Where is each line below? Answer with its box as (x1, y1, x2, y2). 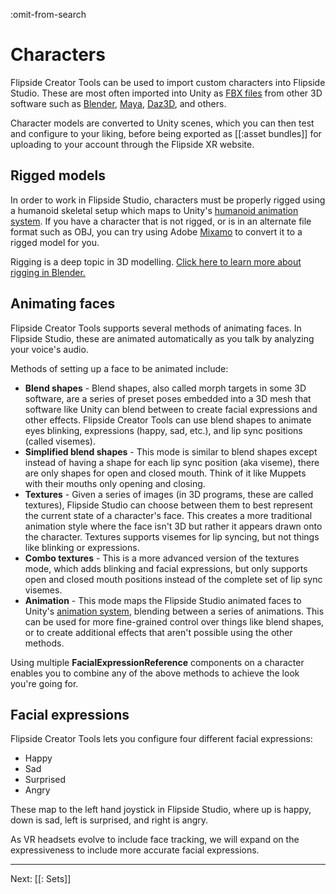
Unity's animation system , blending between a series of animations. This (24, 605, 325, 617)
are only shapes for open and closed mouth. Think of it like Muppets (24, 467, 307, 479)
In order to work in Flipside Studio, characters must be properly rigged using (10, 194, 326, 206)
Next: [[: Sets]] (10, 873, 72, 885)
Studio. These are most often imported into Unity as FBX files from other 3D (10, 87, 323, 99)
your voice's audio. (10, 343, 89, 355)
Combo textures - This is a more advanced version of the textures (24, 552, 300, 564)
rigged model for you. (10, 236, 100, 248)
